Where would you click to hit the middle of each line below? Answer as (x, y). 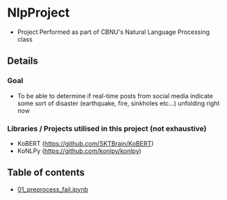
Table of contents (46, 173)
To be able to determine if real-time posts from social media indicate (115, 96)
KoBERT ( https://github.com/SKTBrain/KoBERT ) (85, 143)
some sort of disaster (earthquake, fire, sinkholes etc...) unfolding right (118, 103)
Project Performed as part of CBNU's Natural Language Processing (113, 32)
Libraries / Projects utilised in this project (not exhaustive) (107, 128)
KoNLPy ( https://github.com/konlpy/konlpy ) (79, 151)
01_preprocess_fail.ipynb (53, 189)
